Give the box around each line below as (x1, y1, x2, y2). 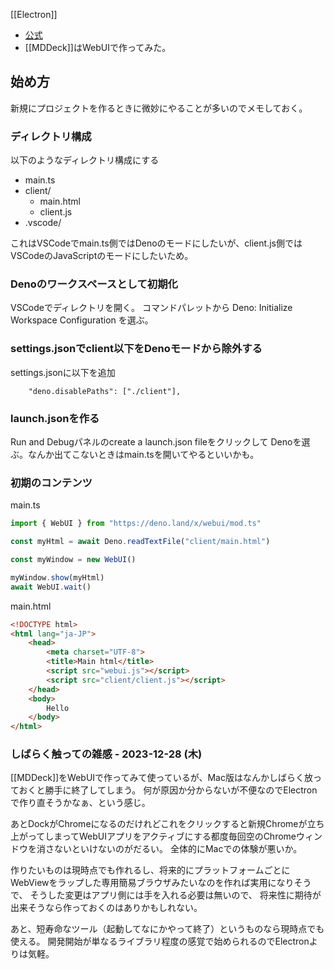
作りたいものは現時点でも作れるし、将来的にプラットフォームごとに (10, 864, 291, 876)
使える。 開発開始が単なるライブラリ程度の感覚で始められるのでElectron (10, 935, 310, 948)
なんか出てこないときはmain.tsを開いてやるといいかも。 (27, 449, 260, 460)
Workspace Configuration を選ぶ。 (10, 314, 154, 326)
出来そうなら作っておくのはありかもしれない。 (10, 902, 203, 914)
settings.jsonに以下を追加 (10, 366, 116, 378)
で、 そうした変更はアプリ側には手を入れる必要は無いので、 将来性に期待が (10, 889, 322, 901)
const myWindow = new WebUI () (10, 555, 137, 565)
